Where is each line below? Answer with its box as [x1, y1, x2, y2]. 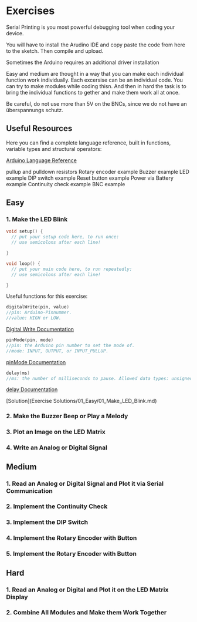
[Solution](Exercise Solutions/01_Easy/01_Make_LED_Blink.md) [6, 398, 157, 405]
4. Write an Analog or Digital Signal [6, 443, 107, 452]
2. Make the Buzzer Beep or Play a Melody [6, 412, 128, 421]
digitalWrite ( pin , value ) [6, 304, 69, 310]
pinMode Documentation [6, 358, 66, 365]
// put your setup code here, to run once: [11, 234, 119, 240]
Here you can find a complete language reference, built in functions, [6, 139, 171, 146]
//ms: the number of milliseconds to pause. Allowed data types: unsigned [6, 375, 193, 381]
